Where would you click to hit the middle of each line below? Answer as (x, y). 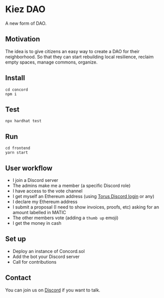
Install (15, 78)
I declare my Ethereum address (45, 202)
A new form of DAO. (26, 23)
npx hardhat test (23, 121)
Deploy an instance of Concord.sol (48, 251)
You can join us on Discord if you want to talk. (53, 290)
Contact (18, 278)
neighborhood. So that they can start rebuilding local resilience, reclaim (79, 57)
